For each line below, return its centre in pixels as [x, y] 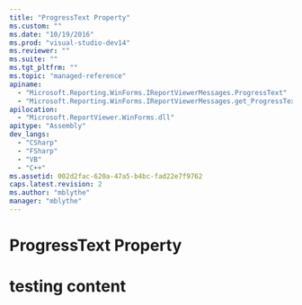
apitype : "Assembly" [48, 126]
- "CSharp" [38, 143]
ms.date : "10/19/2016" [52, 34]
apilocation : [34, 109]
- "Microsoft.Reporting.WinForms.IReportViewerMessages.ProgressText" [152, 92]
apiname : [26, 84]
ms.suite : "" [34, 59]
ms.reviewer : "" [40, 51]
